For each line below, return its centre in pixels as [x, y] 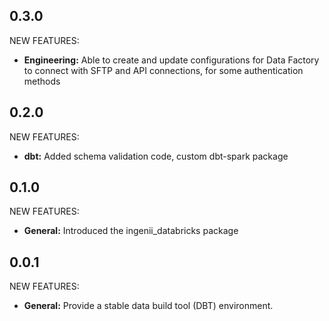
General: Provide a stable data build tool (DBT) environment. [148, 306]
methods [42, 81]
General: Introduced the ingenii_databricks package [131, 231]
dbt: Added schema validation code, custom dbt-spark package [156, 156]
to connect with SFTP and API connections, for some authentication [163, 70]
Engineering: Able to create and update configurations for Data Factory [171, 60]
